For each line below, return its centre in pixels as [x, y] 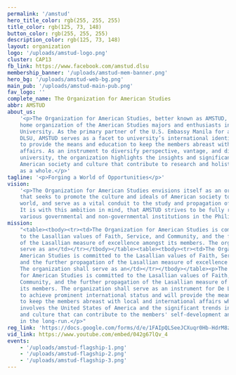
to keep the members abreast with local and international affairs [120, 302]
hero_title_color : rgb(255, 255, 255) [64, 20]
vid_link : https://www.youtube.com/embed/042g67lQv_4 [88, 334]
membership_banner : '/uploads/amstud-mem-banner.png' [88, 72]
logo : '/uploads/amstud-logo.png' [58, 53]
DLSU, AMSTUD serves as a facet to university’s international [114, 138]
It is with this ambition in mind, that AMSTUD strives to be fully [122, 210]
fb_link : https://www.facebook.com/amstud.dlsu [78, 66]
